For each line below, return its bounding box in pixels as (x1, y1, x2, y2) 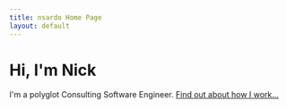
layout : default (9, 21, 70, 30)
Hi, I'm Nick (9, 60, 97, 80)
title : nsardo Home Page (9, 13, 102, 22)
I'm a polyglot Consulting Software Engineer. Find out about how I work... (9, 89, 280, 100)
